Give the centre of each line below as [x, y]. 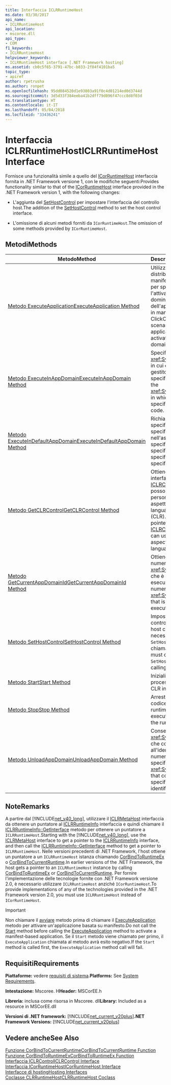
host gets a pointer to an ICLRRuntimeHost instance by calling [69, 867]
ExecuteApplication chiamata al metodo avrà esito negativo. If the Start [80, 942]
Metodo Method [77, 259]
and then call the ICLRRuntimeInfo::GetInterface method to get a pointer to [83, 846]
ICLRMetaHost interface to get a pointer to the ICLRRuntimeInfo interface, [82, 840]
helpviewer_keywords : [28, 58]
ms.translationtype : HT [31, 100]
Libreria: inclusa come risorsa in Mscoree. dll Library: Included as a [76, 1001]
